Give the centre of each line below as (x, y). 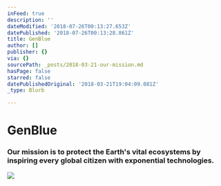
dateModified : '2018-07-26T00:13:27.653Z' (69, 26)
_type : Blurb (26, 90)
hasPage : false (29, 71)
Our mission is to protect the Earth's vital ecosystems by (104, 152)
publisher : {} (28, 52)
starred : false (29, 77)
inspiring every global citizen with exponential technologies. (111, 161)
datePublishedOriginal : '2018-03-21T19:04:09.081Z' (83, 84)
